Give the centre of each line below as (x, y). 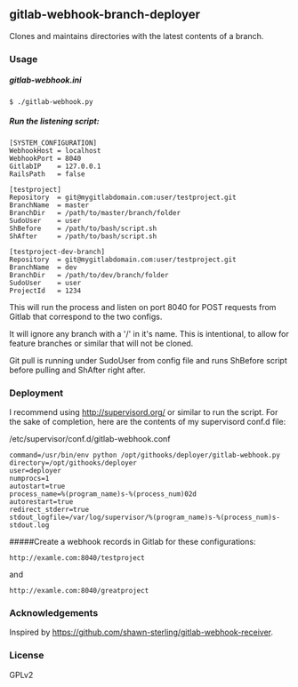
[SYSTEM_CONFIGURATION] (53, 143)
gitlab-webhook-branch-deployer (105, 15)
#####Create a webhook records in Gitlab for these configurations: (133, 541)
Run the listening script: (54, 121)
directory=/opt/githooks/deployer (73, 463)
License (27, 655)
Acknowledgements (54, 612)
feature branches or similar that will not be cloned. (101, 343)
